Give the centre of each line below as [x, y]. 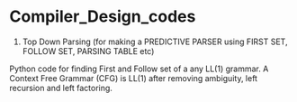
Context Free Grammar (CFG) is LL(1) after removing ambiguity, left [134, 78]
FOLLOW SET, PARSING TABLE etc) [88, 51]
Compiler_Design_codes [103, 17]
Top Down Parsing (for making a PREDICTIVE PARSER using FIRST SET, [155, 42]
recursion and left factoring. [61, 88]
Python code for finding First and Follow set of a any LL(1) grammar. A [139, 69]
